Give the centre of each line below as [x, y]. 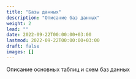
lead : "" [17, 29]
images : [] [20, 52]
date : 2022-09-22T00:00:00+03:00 [49, 35]
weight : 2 [19, 23]
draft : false [23, 47]
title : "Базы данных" [34, 12]
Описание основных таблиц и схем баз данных [68, 69]
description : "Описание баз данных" [53, 18]
